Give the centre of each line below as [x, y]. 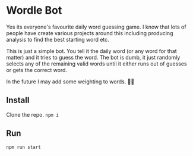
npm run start [24, 147]
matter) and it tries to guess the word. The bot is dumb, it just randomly [93, 57]
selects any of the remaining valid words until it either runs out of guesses [96, 64]
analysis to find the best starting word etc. [58, 39]
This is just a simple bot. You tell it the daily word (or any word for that [91, 51]
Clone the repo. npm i [33, 114]
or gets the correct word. [37, 70]
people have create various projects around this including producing [90, 33]
